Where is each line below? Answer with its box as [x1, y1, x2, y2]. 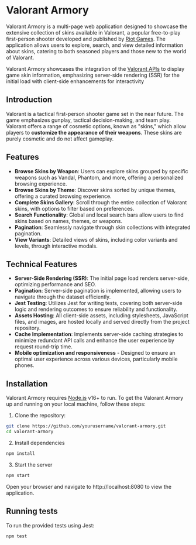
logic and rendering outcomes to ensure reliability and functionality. [14, 306, 178, 313]
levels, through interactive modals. [14, 242, 98, 249]
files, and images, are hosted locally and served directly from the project [14, 318, 190, 325]
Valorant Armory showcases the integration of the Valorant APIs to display [6, 65, 185, 72]
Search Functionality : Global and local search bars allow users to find [14, 211, 184, 218]
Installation [6, 379, 48, 389]
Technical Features [6, 259, 78, 269]
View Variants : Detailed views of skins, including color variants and [14, 236, 178, 243]
